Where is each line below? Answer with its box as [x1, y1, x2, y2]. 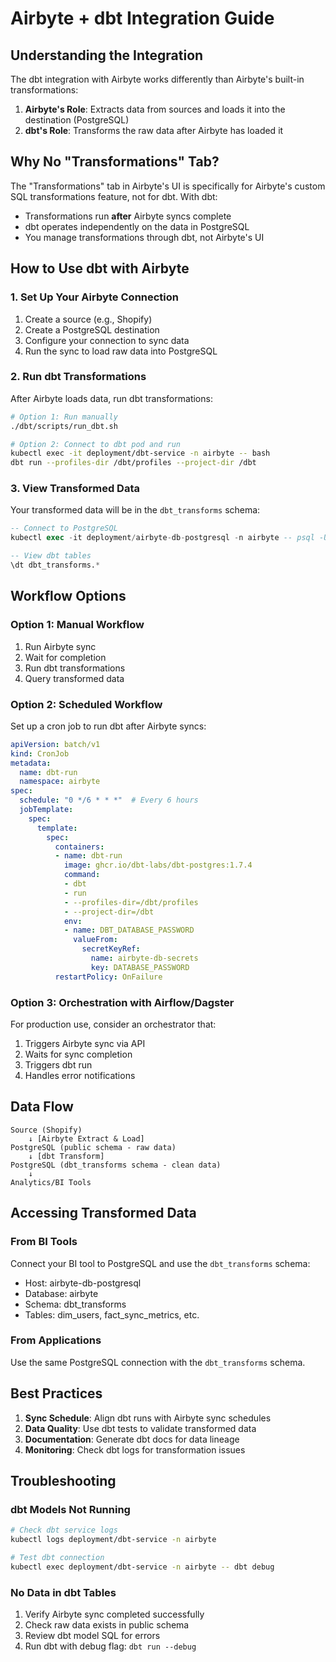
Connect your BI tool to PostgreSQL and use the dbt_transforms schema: [10, 1257, 311, 1269]
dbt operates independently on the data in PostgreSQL [24, 220, 250, 232]
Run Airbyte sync [24, 640, 97, 652]
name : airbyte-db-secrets [90, 953, 199, 964]
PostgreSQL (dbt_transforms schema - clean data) [10, 1160, 222, 1170]
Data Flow [10, 1098, 74, 1116]
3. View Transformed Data [10, 482, 140, 496]
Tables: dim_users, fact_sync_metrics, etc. [24, 1308, 200, 1321]
